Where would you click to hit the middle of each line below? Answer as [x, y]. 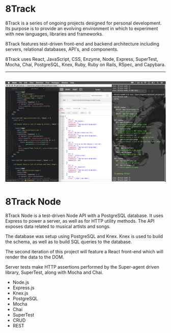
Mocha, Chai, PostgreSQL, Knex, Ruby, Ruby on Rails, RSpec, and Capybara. [85, 64]
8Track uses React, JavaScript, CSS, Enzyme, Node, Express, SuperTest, [82, 59]
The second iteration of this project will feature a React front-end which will [84, 252]
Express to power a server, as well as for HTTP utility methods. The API [80, 221]
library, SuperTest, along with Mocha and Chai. [54, 272]
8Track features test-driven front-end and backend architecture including [82, 43]
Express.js [23, 288]
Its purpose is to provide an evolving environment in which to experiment [82, 28]
